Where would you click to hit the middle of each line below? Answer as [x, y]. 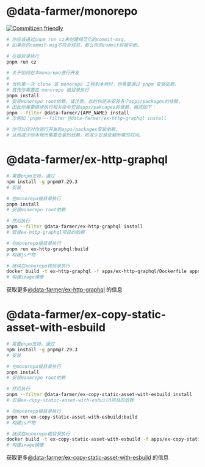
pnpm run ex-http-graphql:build [47, 249]
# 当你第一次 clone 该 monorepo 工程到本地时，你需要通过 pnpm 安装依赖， [93, 84]
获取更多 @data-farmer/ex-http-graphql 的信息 [65, 290]
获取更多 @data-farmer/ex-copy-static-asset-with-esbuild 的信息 [88, 458]
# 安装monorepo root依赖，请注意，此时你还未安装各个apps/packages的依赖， [95, 101]
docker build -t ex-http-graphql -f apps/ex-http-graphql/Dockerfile [97, 271]
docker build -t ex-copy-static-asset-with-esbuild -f [77, 439]
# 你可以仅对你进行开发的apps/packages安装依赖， [63, 130]
